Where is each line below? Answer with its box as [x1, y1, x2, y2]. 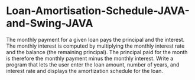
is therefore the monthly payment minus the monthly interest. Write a [6, 55, 174, 62]
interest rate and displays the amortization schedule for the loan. [6, 67, 164, 74]
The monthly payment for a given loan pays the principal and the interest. [6, 36, 185, 43]
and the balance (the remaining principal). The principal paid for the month [6, 48, 188, 55]
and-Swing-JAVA [6, 16, 93, 30]
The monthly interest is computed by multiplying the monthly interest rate [6, 42, 185, 49]
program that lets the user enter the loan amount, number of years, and [6, 61, 180, 68]
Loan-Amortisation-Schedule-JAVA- [6, 4, 190, 18]
